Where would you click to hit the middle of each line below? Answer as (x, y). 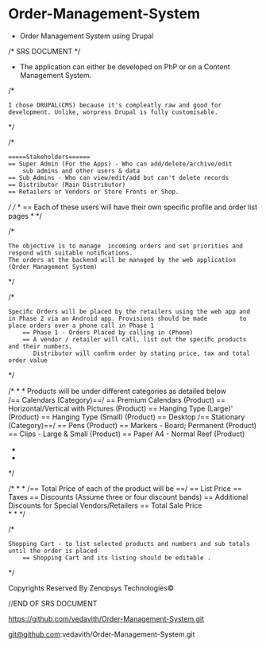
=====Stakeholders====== (49, 157)
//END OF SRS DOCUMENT (53, 603)
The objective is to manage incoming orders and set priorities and (126, 246)
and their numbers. (40, 346)
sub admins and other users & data (81, 171)
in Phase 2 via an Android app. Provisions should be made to (127, 318)
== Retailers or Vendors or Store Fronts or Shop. (94, 192)
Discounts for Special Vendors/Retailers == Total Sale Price (105, 505)
